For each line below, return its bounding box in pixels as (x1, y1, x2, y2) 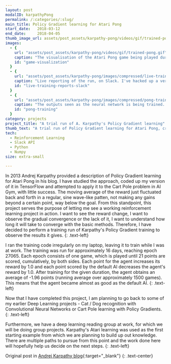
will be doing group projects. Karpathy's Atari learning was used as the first (5, 326, 164, 332)
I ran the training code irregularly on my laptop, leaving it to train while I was (5, 242, 164, 248)
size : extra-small (5, 154, 44, 159)
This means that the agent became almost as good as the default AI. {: (5, 279, 153, 286)
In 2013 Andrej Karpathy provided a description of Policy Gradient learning (5, 173, 161, 179)
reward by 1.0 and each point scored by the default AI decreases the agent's (5, 263, 165, 270)
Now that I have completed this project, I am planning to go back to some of (5, 295, 164, 301)
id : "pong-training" (14, 107, 58, 112)
